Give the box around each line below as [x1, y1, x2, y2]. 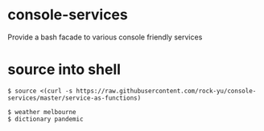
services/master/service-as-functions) [7, 94, 142, 102]
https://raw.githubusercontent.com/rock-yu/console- [76, 87, 257, 95]
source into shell [7, 60, 122, 79]
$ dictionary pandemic [7, 115, 84, 123]
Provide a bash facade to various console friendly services [7, 32, 203, 42]
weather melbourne [14, 108, 77, 116]
